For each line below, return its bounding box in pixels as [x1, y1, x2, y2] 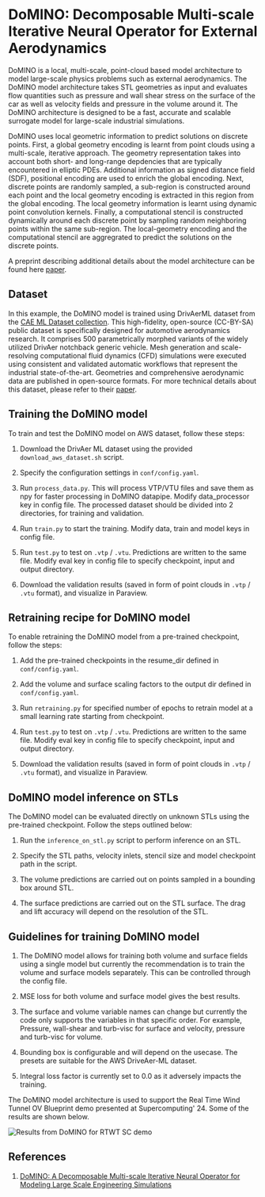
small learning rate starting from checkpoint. [19, 712, 165, 721]
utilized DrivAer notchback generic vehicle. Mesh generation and [8, 342, 220, 352]
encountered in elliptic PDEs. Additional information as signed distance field [8, 165, 256, 174]
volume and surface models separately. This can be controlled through [19, 968, 251, 977]
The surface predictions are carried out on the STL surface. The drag [19, 898, 246, 908]
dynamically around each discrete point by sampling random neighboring [8, 216, 247, 225]
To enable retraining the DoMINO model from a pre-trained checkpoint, [8, 632, 240, 641]
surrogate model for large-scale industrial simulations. [8, 116, 185, 125]
